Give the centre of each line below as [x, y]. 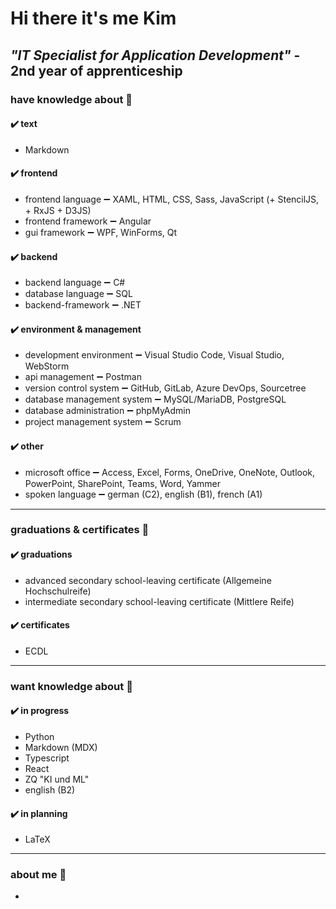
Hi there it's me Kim [93, 18]
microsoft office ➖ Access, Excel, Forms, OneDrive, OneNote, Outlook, [170, 472]
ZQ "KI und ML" [57, 779]
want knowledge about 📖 [71, 686]
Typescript [47, 758]
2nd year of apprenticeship [96, 70]
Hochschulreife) [58, 591]
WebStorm [47, 366]
